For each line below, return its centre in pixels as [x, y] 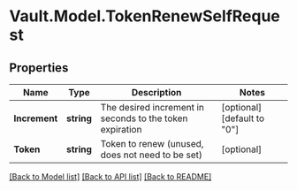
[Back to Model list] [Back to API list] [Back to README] [110, 177]
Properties [39, 68]
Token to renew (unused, [152, 144]
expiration [121, 129]
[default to [243, 118]
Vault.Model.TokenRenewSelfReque [145, 16]
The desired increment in [152, 107]
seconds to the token [144, 118]
